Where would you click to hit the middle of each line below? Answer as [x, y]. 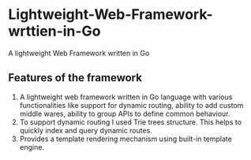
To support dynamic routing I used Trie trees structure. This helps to [131, 122]
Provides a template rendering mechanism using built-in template [126, 139]
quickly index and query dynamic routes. [86, 130]
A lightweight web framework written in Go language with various [126, 97]
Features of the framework [75, 78]
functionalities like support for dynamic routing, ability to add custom [131, 105]
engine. [32, 147]
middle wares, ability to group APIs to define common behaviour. [125, 113]
